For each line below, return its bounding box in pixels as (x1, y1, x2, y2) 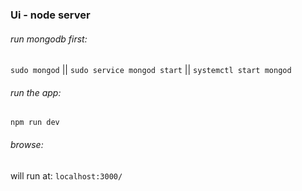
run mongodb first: (10, 33, 88, 45)
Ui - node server (10, 8, 91, 22)
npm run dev (10, 118, 60, 128)
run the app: (10, 86, 62, 98)
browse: (10, 138, 44, 150)
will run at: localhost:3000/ (10, 169, 123, 182)
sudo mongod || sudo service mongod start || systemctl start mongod (10, 64, 292, 76)
